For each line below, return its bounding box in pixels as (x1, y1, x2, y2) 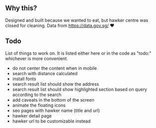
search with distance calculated (12, 70, 78, 76)
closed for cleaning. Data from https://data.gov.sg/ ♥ (5, 22, 115, 28)
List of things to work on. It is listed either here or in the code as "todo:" (5, 50, 152, 56)
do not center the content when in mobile (12, 65, 97, 71)
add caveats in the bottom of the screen (12, 97, 94, 103)
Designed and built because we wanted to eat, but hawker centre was (5, 17, 149, 23)
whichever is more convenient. (5, 55, 68, 61)
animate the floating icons (12, 102, 66, 108)
